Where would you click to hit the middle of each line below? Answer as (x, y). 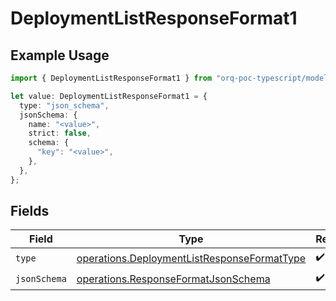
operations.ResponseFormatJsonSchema (173, 279)
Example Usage (60, 55)
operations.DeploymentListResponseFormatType (191, 258)
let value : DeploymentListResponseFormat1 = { (109, 96)
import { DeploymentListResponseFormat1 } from (111, 78)
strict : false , (60, 133)
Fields (30, 211)
